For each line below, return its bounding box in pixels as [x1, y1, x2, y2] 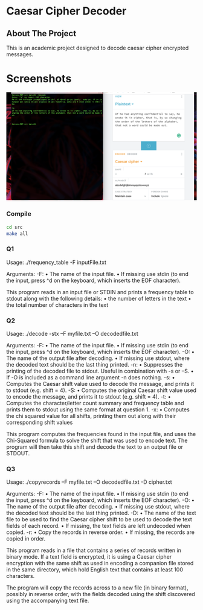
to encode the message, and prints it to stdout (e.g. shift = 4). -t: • [6, 393, 171, 400]
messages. [6, 51, 34, 58]
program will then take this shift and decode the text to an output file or [6, 443, 183, 451]
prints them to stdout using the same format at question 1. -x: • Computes [6, 406, 190, 413]
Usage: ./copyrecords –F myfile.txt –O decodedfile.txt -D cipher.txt [6, 478, 172, 486]
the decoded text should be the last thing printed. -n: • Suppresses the [6, 361, 183, 368]
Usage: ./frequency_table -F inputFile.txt [6, 258, 107, 266]
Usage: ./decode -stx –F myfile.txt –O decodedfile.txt [6, 330, 139, 338]
